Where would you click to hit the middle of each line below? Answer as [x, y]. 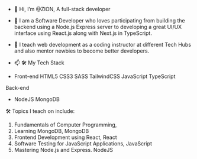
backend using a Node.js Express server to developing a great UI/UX [98, 27]
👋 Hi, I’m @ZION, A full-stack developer [62, 9]
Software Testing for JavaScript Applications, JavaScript [83, 144]
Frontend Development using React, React [65, 137]
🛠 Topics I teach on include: [40, 111]
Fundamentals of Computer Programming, [65, 125]
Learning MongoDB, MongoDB [51, 131]
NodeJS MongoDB [37, 99]
